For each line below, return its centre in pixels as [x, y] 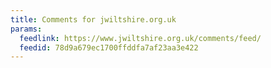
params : [26, 29]
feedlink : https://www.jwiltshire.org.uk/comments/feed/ [140, 38]
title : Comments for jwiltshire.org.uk [93, 19]
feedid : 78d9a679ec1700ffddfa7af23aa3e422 [109, 47]
